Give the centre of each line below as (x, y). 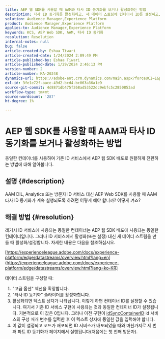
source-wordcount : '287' (30, 96)
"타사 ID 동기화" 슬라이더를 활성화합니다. (51, 294)
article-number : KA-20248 (31, 74)
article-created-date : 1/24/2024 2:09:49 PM (51, 55)
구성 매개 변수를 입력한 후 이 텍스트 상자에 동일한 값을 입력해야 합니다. (88, 319)
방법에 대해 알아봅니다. (32, 164)
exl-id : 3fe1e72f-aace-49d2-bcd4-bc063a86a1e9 (54, 83)
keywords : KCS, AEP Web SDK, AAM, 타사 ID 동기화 (54, 32)
